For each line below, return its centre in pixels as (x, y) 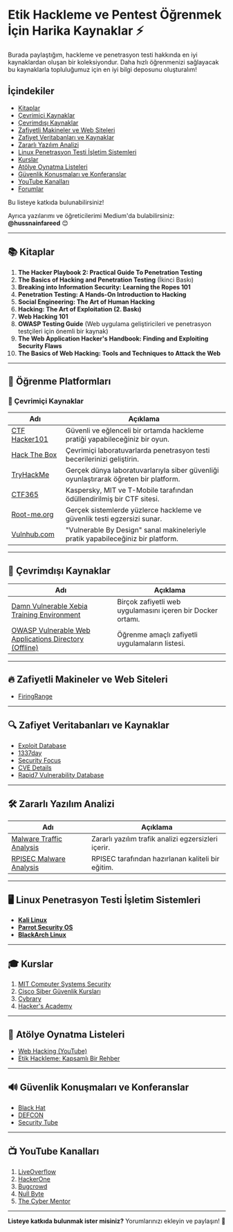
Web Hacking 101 (43, 316)
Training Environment (46, 615)
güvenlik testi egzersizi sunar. (114, 519)
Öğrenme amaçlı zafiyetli (157, 635)
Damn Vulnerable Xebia (50, 606)
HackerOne (34, 1179)
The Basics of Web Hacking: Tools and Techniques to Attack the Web (119, 353)
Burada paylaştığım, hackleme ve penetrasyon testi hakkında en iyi (103, 55)
